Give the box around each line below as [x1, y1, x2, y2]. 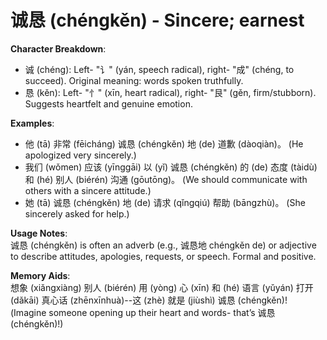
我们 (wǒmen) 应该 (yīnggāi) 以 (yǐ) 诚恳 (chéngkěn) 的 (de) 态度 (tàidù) [24, 161, 318, 173]
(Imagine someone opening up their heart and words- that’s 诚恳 [10, 306, 276, 318]
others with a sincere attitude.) [24, 184, 152, 196]
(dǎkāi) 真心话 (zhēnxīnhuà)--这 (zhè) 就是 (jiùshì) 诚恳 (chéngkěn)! [10, 294, 288, 306]
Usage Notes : [10, 227, 68, 239]
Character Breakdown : [10, 42, 107, 55]
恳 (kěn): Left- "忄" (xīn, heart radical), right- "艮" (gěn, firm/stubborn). [24, 86, 317, 98]
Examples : [10, 117, 55, 129]
